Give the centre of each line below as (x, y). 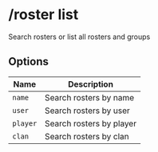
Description (91, 84)
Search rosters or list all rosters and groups (79, 37)
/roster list (43, 15)
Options (29, 62)
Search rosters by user (87, 111)
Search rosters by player (91, 123)
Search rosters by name (90, 97)
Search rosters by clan (87, 136)
